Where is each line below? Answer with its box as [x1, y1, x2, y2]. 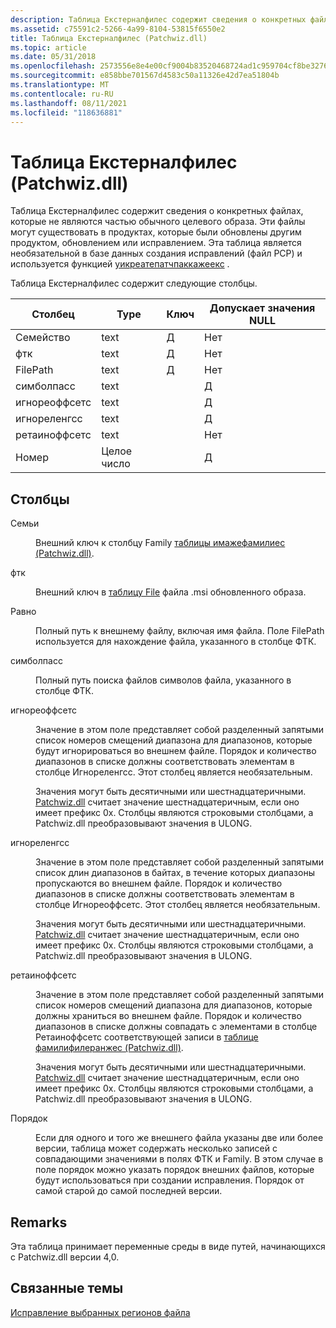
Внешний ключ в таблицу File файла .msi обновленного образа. [35, 586, 307, 598]
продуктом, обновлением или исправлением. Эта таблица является [10, 237, 302, 249]
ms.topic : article [10, 42, 87, 53]
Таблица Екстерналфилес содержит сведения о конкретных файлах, [10, 205, 304, 217]
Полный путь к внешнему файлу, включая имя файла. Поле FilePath [35, 625, 325, 637]
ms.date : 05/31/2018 [10, 52, 97, 62]
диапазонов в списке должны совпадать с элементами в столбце [35, 1021, 318, 1033]
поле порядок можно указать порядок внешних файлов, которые [35, 1164, 315, 1176]
